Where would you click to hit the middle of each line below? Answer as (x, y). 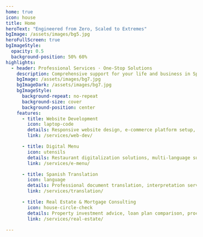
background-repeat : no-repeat (60, 96)
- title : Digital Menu (50, 146)
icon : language (47, 180)
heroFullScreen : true (33, 40)
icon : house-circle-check (60, 207)
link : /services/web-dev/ (60, 136)
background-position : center (58, 107)
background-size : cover (52, 102)
